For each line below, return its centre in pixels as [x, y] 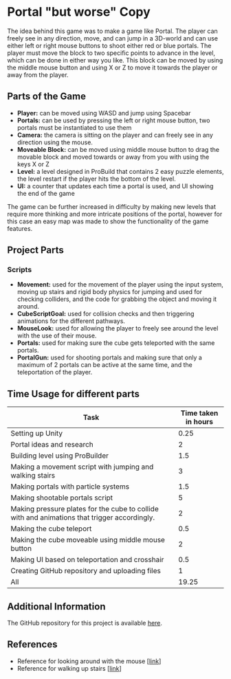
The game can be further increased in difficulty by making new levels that [112, 206]
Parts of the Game [46, 97]
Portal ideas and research [52, 445]
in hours [199, 422]
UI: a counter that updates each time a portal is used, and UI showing [115, 186]
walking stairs [33, 476]
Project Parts [35, 251]
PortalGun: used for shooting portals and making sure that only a [110, 357]
